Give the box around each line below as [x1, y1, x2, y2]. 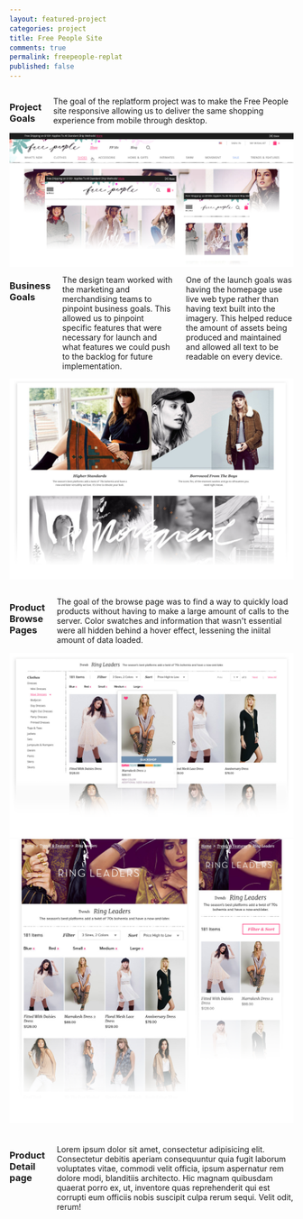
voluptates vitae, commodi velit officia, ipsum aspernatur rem [57, 1163, 284, 1174]
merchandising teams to [61, 294, 152, 305]
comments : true [9, 43, 67, 52]
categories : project [9, 23, 87, 33]
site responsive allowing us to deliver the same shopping [52, 105, 264, 116]
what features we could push [61, 342, 170, 353]
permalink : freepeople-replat [9, 52, 124, 62]
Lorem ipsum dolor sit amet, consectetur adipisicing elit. [57, 1143, 265, 1154]
